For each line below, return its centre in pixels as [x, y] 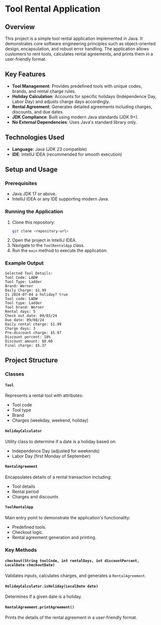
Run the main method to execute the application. [60, 250]
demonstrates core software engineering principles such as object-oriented [80, 44]
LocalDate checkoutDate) [30, 565]
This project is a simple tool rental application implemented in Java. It [74, 38]
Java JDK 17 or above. [34, 194]
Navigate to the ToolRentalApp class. [48, 246]
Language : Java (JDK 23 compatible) [49, 149]
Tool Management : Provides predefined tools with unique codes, [77, 86]
